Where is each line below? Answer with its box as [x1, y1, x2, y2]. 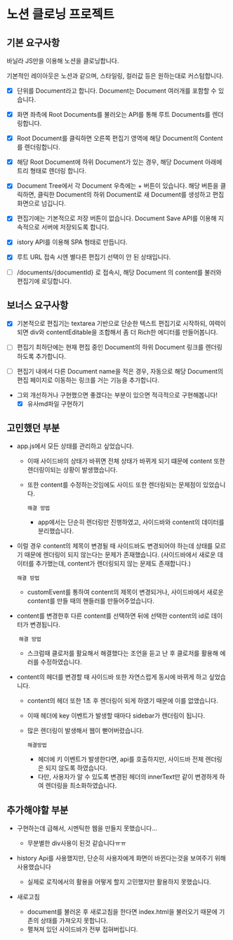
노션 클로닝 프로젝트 [6, 6, 115, 23]
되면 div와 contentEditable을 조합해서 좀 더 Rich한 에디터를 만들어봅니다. [16, 328, 218, 336]
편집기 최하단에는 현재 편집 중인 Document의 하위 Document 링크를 [16, 343, 204, 352]
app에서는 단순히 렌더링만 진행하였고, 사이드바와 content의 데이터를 [37, 518, 225, 526]
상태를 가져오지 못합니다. [40, 916, 108, 925]
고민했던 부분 [6, 422, 60, 434]
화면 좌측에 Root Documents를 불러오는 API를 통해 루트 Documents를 [16, 110, 211, 119]
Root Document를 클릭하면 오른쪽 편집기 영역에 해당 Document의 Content [16, 134, 223, 143]
